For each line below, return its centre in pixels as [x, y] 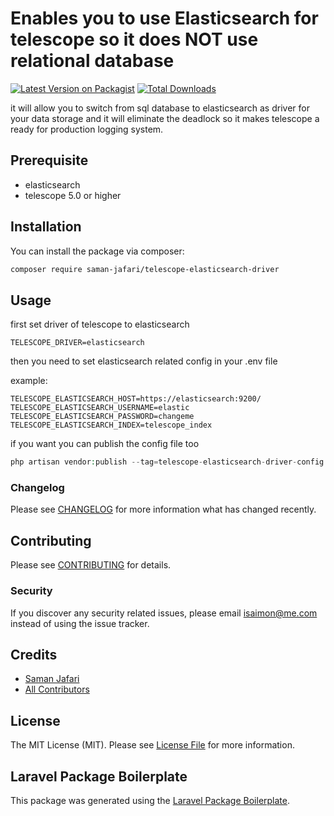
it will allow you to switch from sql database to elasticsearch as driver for [160, 108]
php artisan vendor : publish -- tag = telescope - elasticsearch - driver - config [167, 462]
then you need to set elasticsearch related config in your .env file [144, 361]
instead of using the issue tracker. [80, 623]
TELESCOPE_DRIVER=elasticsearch [77, 343]
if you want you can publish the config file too [105, 444]
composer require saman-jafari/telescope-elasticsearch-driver [145, 269]
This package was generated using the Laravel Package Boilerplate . [150, 800]
